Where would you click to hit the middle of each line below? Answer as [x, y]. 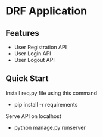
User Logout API [34, 60]
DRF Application [46, 11]
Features [22, 33]
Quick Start [27, 79]
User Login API [32, 54]
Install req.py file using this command [51, 93]
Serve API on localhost [34, 116]
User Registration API [40, 47]
